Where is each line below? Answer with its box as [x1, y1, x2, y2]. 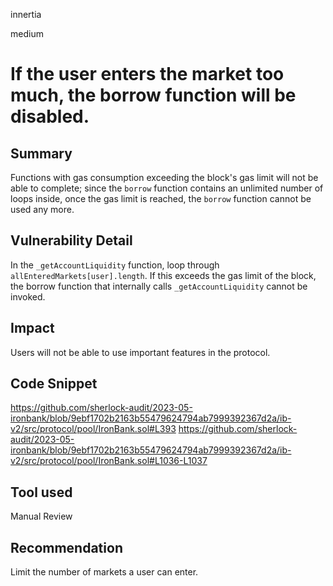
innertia [10, 9, 42, 20]
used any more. [10, 204, 75, 215]
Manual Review [10, 510, 73, 523]
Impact [10, 320, 55, 337]
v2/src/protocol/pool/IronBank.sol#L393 [10, 423, 177, 435]
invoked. [10, 290, 46, 303]
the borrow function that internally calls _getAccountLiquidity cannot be [10, 280, 308, 292]
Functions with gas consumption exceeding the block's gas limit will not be [10, 172, 319, 183]
